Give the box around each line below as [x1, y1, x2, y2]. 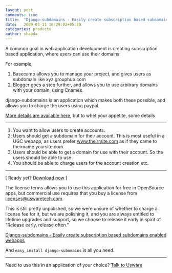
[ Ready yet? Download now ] [5, 175, 68, 181]
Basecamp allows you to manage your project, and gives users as [12, 71, 152, 77]
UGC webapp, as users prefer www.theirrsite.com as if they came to [12, 138, 157, 144]
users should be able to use [12, 154, 72, 161]
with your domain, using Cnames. [12, 87, 83, 93]
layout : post [5, 7, 33, 13]
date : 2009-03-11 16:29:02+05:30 [5, 22, 81, 27]
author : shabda [5, 31, 38, 36]
